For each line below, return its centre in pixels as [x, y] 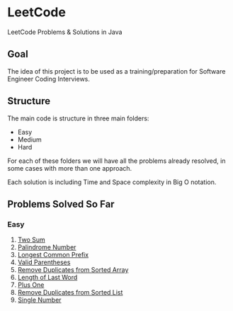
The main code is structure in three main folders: [78, 118]
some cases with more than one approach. [70, 168]
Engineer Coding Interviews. [49, 79]
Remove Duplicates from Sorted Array [73, 270]
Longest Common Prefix [53, 255]
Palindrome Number [47, 247]
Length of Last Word [47, 278]
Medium [30, 140]
